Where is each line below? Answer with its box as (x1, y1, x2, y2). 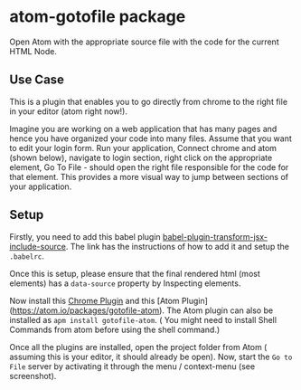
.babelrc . (9, 251, 45, 262)
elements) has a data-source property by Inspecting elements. (9, 278, 241, 289)
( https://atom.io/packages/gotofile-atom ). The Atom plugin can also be (9, 305, 274, 316)
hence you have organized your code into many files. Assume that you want (9, 133, 292, 144)
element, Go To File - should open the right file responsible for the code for (9, 161, 289, 173)
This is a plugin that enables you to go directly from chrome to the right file (9, 96, 287, 107)
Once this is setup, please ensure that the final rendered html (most (9, 268, 260, 279)
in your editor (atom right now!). (9, 106, 128, 117)
